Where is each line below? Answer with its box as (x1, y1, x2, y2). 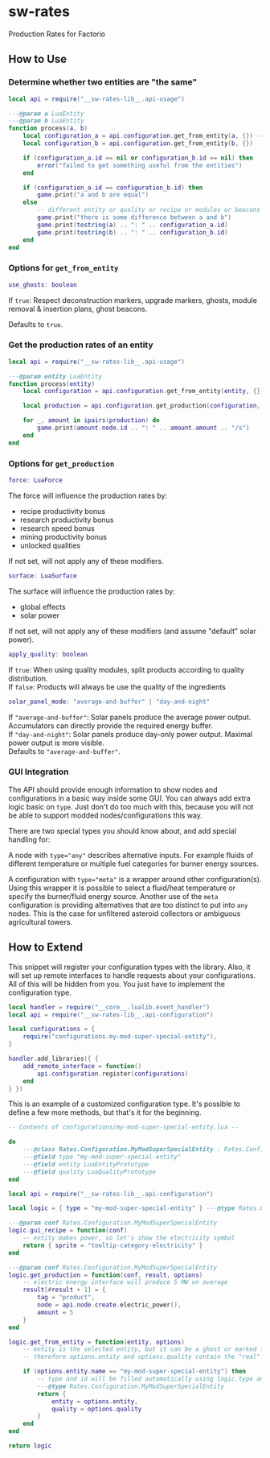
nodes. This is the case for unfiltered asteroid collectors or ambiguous (8, 909, 241, 918)
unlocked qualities (19, 541, 81, 550)
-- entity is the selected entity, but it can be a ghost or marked (22, 1345, 257, 1353)
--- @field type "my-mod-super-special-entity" (22, 1153, 182, 1161)
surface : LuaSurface (8, 571, 78, 580)
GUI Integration (8, 766, 69, 777)
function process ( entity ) (8, 379, 95, 388)
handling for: (8, 835, 51, 844)
